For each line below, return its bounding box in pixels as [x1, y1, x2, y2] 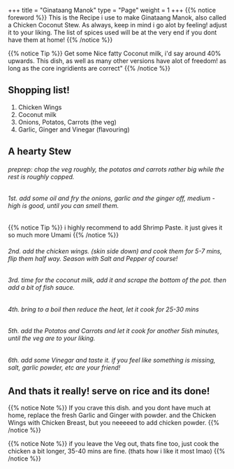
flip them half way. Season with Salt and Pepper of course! [8, 254, 178, 262]
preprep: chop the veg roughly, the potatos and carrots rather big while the [8, 164, 224, 174]
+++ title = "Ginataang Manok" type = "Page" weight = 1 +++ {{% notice [8, 6, 216, 14]
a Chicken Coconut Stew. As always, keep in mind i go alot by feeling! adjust [8, 21, 228, 29]
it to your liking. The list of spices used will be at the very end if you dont [8, 28, 217, 36]
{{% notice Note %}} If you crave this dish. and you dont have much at [8, 404, 211, 412]
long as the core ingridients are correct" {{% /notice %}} [8, 64, 170, 72]
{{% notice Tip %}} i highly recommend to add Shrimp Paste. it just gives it [8, 223, 223, 232]
